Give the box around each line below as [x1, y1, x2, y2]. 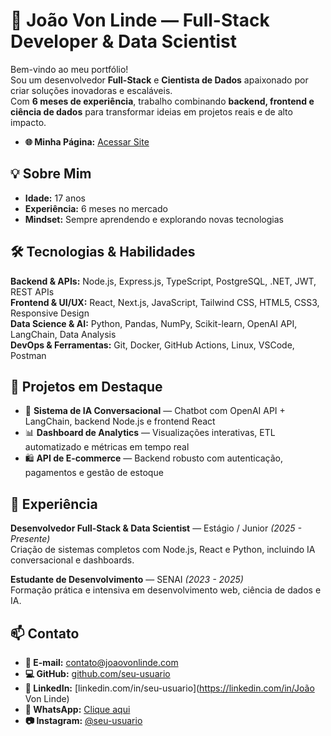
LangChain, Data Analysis [10, 328, 117, 340]
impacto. [10, 116, 47, 128]
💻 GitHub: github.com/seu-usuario [24, 668, 171, 679]
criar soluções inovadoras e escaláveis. [10, 84, 173, 96]
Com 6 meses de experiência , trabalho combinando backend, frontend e [10, 95, 315, 107]
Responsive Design [10, 307, 90, 319]
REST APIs [10, 285, 55, 298]
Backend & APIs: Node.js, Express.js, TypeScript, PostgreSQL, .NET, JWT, [10, 275, 317, 287]
